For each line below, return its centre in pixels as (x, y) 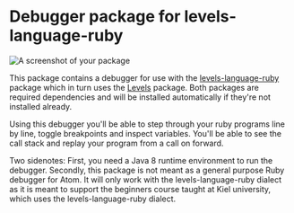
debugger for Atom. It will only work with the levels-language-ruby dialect (146, 179)
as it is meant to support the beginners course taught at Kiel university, (140, 189)
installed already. (41, 106)
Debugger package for (95, 17)
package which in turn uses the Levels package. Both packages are (134, 87)
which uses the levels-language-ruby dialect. (93, 199)
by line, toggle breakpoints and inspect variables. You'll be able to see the (146, 133)
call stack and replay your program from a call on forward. (117, 143)
